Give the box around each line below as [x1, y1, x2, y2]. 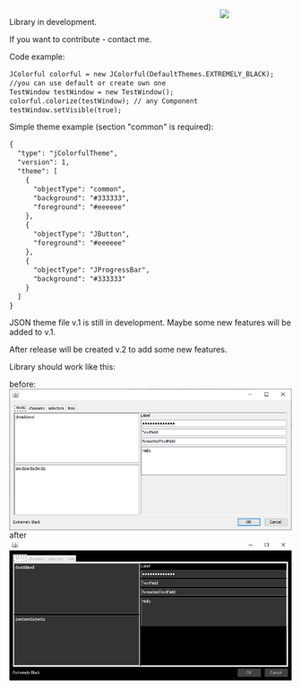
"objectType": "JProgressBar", [32, 266, 150, 275]
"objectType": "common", [32, 185, 126, 194]
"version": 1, [17, 158, 70, 167]
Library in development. [9, 17, 97, 27]
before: [9, 379, 37, 389]
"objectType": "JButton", [32, 230, 130, 239]
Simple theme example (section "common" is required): [9, 121, 214, 132]
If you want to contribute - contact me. [9, 34, 152, 44]
